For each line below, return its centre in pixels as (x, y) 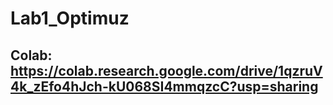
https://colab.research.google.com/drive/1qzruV (166, 70)
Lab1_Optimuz (70, 18)
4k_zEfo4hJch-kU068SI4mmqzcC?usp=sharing (164, 86)
